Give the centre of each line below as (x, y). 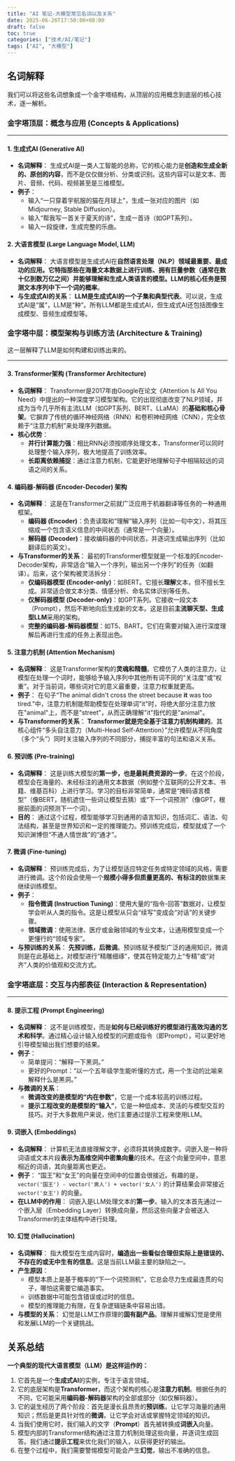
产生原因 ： (33, 1270)
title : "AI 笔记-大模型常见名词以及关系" (62, 14)
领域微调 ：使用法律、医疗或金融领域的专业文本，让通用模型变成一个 (126, 930)
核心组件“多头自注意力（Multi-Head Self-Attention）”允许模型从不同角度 (120, 730)
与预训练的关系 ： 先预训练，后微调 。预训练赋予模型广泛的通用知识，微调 (122, 947)
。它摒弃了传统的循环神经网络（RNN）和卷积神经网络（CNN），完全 (121, 417)
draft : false (26, 27)
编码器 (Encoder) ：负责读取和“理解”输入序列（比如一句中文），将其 (124, 521)
